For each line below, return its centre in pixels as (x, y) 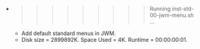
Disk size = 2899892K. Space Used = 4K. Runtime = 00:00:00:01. (105, 40)
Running (160, 9)
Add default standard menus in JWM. (68, 33)
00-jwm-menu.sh (172, 15)
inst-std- (183, 9)
